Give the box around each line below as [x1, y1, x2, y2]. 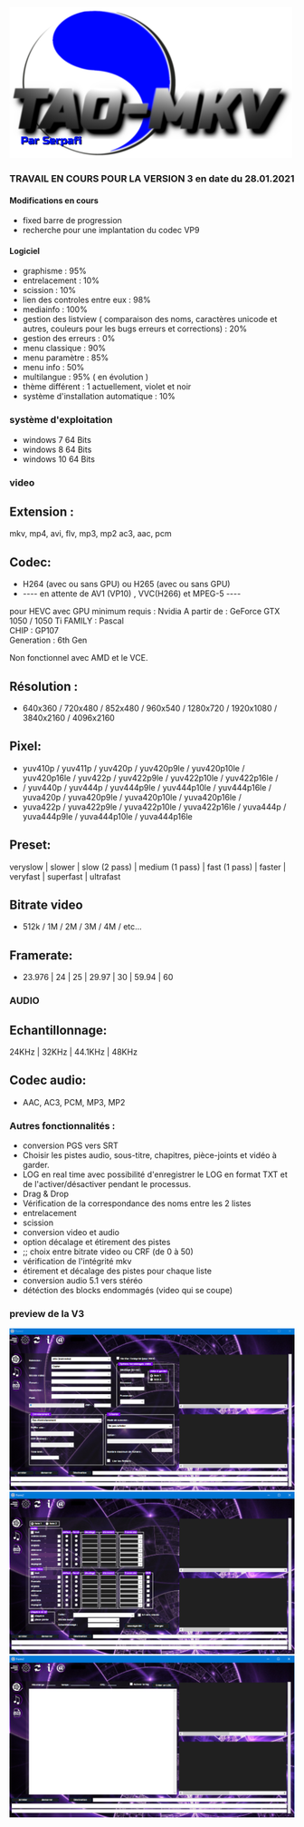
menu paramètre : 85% [22, 352, 109, 363]
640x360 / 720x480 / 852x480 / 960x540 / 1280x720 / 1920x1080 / [22, 702, 278, 713]
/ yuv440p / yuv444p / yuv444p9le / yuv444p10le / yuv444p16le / [22, 781, 272, 792]
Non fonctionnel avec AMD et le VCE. [9, 653, 148, 663]
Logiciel [9, 245, 41, 256]
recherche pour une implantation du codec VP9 [22, 225, 200, 236]
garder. [22, 1160, 50, 1171]
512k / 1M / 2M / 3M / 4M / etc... [22, 921, 142, 932]
